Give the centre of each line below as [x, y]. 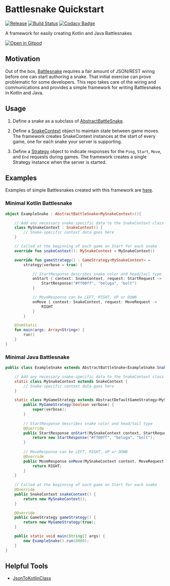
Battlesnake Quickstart [55, 9]
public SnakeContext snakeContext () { [55, 494]
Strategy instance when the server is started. [59, 162]
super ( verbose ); [49, 410]
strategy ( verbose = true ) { [53, 265]
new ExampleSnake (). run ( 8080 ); [56, 541]
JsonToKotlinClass [32, 578]
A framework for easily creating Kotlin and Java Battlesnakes [69, 33]
